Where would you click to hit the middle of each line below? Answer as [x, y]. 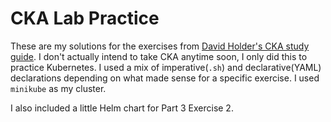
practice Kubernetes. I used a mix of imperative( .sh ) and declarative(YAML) [166, 67]
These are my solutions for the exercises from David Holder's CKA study [160, 46]
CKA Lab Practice [85, 18]
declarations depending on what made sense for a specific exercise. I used [165, 78]
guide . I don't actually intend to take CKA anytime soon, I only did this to [159, 56]
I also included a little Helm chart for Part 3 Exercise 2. [122, 108]
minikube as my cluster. [58, 88]
